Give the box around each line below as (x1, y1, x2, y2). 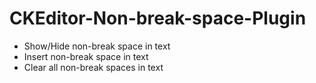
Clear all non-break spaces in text (23, 61, 164, 73)
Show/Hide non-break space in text (23, 40, 171, 52)
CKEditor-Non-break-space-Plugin (9, 7, 307, 30)
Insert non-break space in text (23, 50, 149, 62)
